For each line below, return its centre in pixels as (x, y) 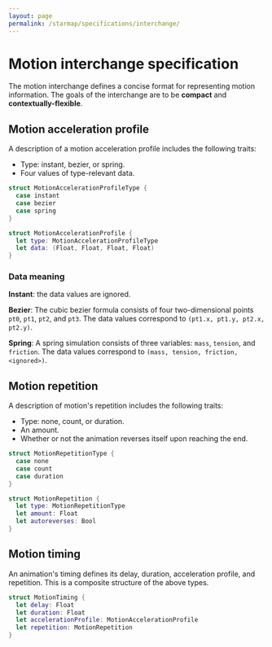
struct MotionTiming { (47, 597)
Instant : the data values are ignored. (70, 295)
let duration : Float (50, 612)
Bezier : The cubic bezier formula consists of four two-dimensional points (131, 310)
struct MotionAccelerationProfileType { (78, 188)
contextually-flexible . (46, 103)
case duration (39, 476)
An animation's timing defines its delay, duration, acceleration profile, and (132, 574)
